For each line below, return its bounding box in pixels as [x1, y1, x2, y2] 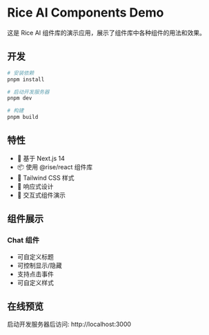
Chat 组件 [7, 236, 40, 245]
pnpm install [7, 76, 45, 83]
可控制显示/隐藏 [17, 261, 62, 269]
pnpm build [7, 114, 39, 121]
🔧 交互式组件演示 [17, 191, 66, 199]
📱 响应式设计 [17, 182, 54, 191]
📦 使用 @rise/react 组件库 [17, 162, 93, 171]
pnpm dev [7, 95, 32, 102]
